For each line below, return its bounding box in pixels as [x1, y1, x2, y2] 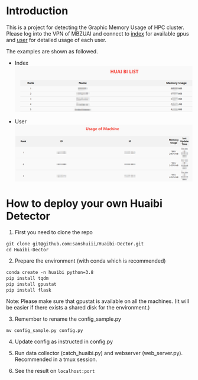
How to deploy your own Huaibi [6, 197, 163, 210]
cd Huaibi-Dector [6, 247, 49, 253]
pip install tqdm [6, 276, 49, 282]
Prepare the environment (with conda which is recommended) [14, 257, 166, 264]
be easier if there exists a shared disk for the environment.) [6, 304, 150, 311]
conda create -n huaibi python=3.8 [6, 270, 94, 276]
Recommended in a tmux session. [14, 356, 98, 363]
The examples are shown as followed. [6, 47, 99, 55]
